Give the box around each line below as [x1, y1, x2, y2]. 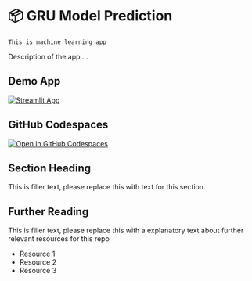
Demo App [8, 74, 61, 88]
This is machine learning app [8, 38, 107, 46]
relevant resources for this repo [8, 234, 110, 243]
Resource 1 [19, 249, 56, 259]
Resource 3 [19, 266, 57, 276]
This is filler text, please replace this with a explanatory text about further [8, 225, 244, 236]
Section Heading [8, 161, 92, 175]
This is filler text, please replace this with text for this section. [8, 182, 206, 192]
